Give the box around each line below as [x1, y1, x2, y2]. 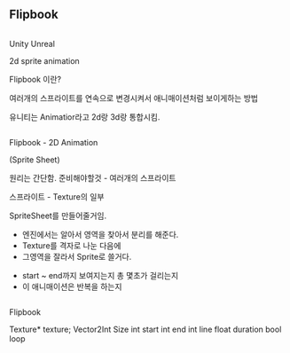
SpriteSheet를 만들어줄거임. [9, 210, 107, 221]
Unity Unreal [9, 38, 56, 49]
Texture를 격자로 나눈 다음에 [21, 239, 121, 251]
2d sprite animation [9, 55, 80, 66]
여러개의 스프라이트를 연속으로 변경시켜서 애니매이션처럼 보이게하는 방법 [9, 92, 259, 103]
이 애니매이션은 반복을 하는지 [21, 281, 122, 292]
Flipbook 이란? [9, 74, 62, 84]
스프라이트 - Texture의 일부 [9, 191, 105, 202]
